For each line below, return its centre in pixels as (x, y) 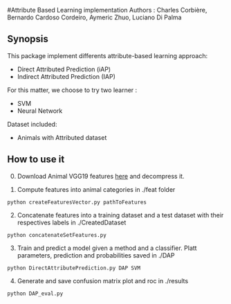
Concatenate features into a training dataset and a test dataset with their (120, 215)
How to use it (36, 160)
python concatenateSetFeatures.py (57, 235)
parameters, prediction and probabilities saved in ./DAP (96, 255)
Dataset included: (32, 124)
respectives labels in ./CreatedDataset (72, 222)
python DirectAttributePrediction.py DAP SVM (74, 268)
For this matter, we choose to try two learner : (72, 90)
